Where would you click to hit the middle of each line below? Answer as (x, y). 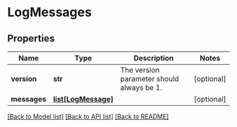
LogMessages (50, 12)
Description (154, 58)
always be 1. (141, 87)
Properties (31, 38)
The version (140, 70)
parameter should (150, 79)
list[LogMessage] (83, 99)
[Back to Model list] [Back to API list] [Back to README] (88, 116)
